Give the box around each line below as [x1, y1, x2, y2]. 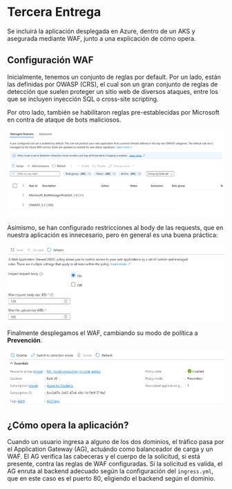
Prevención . [7, 336, 43, 344]
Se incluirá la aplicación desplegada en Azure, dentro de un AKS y [7, 27, 195, 35]
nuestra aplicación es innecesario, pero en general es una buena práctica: [7, 231, 218, 239]
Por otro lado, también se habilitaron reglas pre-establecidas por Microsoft [7, 108, 220, 116]
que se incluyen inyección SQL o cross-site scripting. [7, 95, 159, 103]
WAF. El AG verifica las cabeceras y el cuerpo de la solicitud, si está [7, 452, 200, 461]
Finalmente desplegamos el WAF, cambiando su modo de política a [7, 329, 198, 337]
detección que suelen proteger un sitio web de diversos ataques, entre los [7, 87, 219, 95]
